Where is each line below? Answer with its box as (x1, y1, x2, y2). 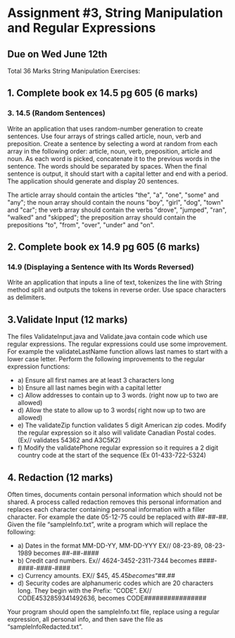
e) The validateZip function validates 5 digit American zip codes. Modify (17, 421, 227, 430)
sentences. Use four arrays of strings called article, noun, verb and (7, 132, 202, 140)
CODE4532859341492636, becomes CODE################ (17, 594, 207, 602)
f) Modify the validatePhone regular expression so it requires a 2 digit (17, 443, 219, 452)
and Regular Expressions (7, 20, 156, 36)
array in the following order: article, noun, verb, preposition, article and (7, 147, 212, 155)
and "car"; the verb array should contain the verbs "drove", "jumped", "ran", (7, 205, 227, 214)
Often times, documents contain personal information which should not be (7, 490, 223, 498)
